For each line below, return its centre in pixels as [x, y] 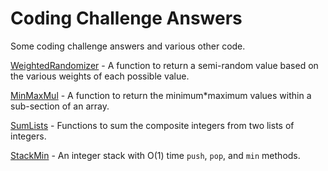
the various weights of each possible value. [100, 76]
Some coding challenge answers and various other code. [128, 46]
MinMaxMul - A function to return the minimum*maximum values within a [161, 95]
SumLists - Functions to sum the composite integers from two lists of [152, 125]
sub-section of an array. [60, 106]
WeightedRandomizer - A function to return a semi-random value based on [164, 65]
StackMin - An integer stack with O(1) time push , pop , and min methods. [155, 155]
